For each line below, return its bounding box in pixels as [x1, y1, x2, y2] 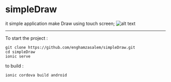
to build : [5, 63, 24, 69]
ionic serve [5, 53, 31, 59]
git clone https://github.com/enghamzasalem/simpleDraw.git [5, 45, 136, 50]
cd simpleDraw [5, 49, 36, 54]
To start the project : [5, 35, 48, 41]
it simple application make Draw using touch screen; [5, 20, 116, 26]
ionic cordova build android [5, 72, 67, 77]
